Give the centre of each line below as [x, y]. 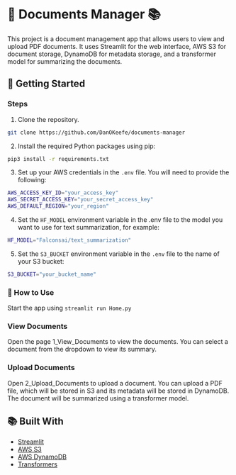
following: [32, 180]
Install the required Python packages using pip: [86, 146]
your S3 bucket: [41, 261]
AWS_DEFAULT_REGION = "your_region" [58, 206]
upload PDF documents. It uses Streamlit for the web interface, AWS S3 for [117, 46]
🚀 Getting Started [46, 84]
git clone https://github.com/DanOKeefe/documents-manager [96, 133]
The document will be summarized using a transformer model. [98, 398]
